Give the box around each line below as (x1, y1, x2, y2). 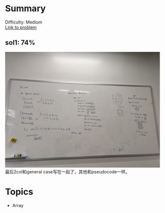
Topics (5, 186, 33, 197)
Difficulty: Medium (5, 19, 43, 25)
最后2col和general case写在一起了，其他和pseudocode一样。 (5, 168, 130, 174)
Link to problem (5, 24, 37, 30)
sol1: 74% (5, 39, 35, 47)
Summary (5, 3, 46, 14)
